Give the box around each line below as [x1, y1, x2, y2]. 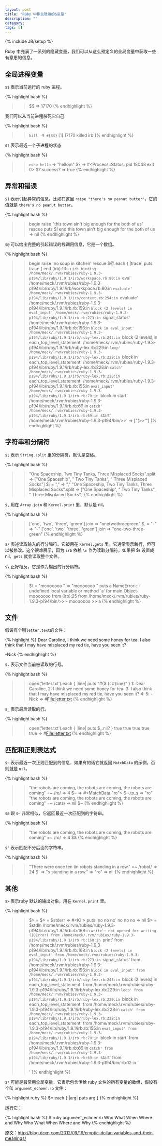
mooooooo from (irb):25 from [29, 593, 88, 599]
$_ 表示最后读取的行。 [5, 706, 49, 712]
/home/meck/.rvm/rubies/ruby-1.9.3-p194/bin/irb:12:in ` [29, 1060, 139, 1065]
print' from [103, 937, 124, 943]
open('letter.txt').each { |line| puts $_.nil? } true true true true [29, 725, 150, 731]
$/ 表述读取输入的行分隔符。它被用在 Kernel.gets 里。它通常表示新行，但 [5, 541, 151, 547]
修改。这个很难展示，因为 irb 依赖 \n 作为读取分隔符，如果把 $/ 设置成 [13, 547, 155, 553]
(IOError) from [29, 933, 59, 938]
